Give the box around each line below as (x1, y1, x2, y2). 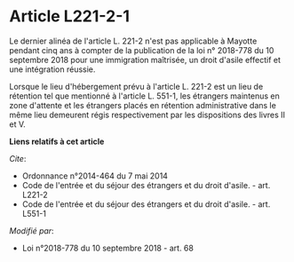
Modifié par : (9, 225, 55, 236)
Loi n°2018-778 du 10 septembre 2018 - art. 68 (21, 242, 194, 253)
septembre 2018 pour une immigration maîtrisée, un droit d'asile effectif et (9, 54, 282, 65)
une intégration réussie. (9, 64, 96, 75)
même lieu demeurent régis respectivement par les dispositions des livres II (9, 109, 286, 120)
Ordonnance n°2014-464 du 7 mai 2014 (21, 171, 169, 181)
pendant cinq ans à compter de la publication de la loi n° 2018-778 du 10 (9, 44, 274, 55)
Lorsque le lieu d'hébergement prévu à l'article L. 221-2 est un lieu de (9, 81, 264, 91)
